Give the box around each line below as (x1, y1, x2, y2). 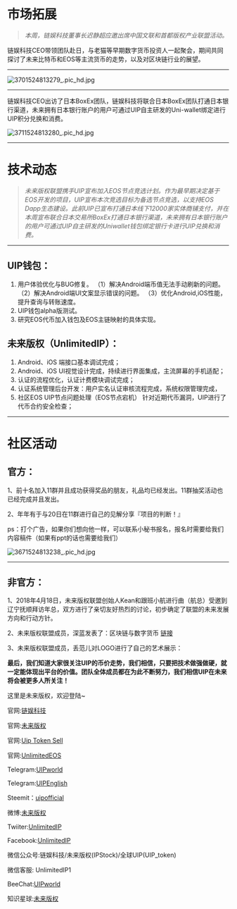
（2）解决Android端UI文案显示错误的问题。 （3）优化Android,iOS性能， (17, 288, 227, 297)
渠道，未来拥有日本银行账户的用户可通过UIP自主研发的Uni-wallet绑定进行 (13, 105, 226, 113)
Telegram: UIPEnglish (7, 779, 68, 788)
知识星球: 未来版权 (7, 894, 59, 903)
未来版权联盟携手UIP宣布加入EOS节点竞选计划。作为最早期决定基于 (24, 186, 220, 194)
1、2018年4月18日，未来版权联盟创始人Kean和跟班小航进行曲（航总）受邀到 (7, 596, 228, 605)
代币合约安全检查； (17, 402, 74, 410)
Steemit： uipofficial (7, 793, 65, 802)
